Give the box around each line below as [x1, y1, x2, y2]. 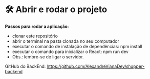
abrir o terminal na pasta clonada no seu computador [12, 38, 120, 44]
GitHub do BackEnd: [5, 63, 46, 69]
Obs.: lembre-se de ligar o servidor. [12, 53, 84, 59]
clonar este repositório [12, 33, 58, 39]
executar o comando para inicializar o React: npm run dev [12, 49, 129, 54]
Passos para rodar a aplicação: [5, 23, 69, 29]
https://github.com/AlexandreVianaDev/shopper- [46, 63, 145, 69]
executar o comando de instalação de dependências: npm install [12, 43, 143, 49]
